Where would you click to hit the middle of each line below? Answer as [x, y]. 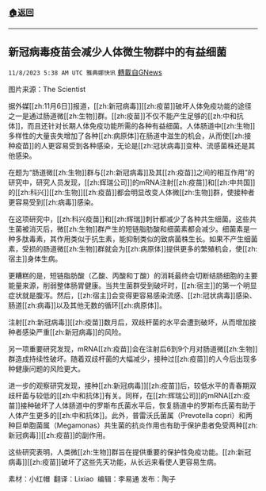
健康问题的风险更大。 [49, 369]
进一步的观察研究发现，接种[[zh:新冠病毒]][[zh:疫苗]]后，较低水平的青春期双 [132, 386]
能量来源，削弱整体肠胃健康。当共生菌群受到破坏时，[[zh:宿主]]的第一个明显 [133, 286]
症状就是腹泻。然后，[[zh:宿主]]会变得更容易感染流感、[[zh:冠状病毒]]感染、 [132, 296]
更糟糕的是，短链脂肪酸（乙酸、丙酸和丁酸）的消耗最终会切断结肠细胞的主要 [133, 276]
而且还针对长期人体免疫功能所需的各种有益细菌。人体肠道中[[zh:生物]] [141, 126]
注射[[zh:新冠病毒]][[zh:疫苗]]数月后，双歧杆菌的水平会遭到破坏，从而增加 [129, 322]
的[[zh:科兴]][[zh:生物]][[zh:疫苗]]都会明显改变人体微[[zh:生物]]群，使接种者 [131, 193]
